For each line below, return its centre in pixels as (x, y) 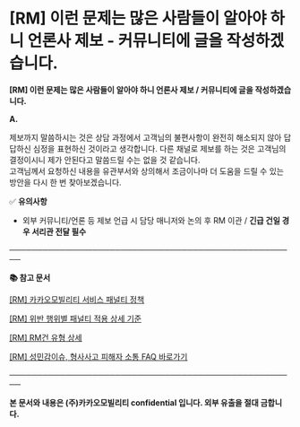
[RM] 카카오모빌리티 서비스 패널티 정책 (77, 299)
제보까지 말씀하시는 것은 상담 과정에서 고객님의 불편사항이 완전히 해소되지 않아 (146, 137)
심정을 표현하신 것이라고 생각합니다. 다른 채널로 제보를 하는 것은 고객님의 (159, 148)
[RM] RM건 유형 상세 (46, 337)
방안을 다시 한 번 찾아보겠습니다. (66, 182)
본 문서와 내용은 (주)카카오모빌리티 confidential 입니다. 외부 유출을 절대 (134, 402)
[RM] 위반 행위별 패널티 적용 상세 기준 (75, 318)
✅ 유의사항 (28, 201)
